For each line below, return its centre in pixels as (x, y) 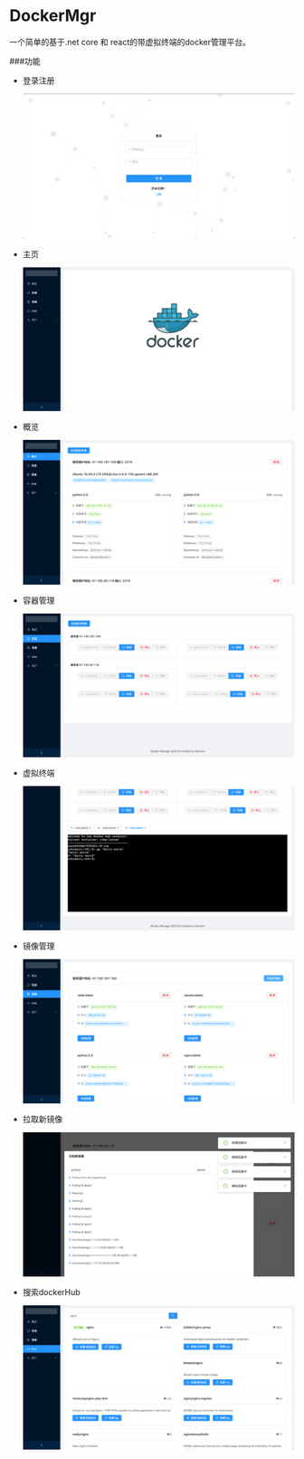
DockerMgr (53, 16)
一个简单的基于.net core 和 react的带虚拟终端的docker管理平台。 (130, 42)
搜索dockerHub (52, 1292)
